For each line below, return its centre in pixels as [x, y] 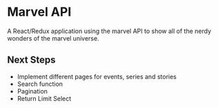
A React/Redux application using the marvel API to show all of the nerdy [109, 31]
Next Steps [31, 60]
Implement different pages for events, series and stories [97, 76]
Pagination [32, 91]
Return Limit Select [44, 98]
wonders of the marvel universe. [53, 38]
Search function [40, 84]
